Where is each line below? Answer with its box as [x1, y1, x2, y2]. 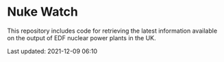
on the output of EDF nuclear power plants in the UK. [7, 33, 156, 42]
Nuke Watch [7, 4, 79, 20]
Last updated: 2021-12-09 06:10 [7, 47, 98, 55]
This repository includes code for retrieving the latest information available [7, 27, 218, 35]
